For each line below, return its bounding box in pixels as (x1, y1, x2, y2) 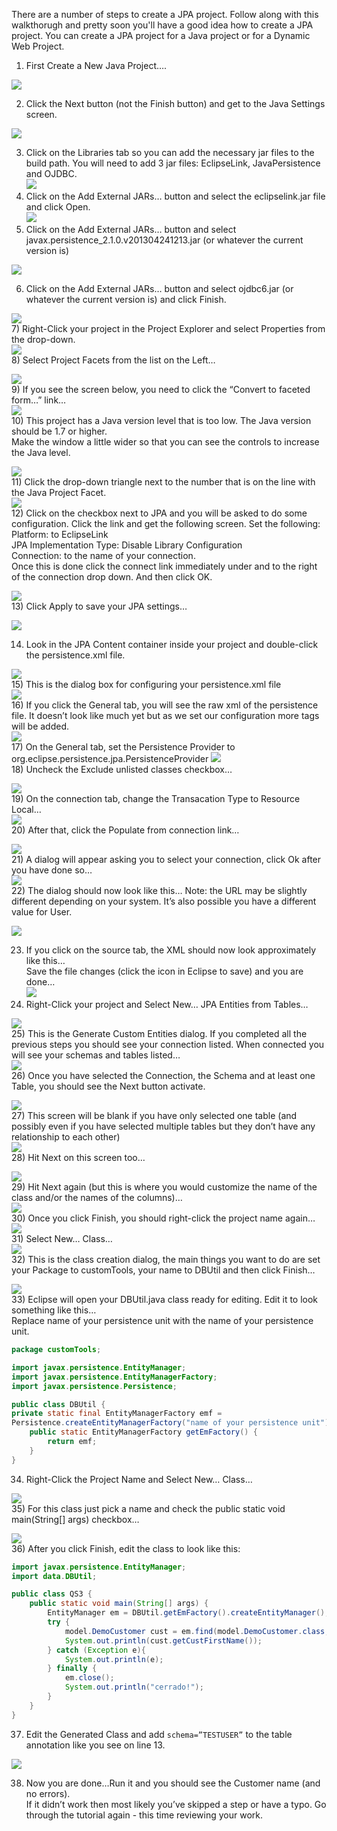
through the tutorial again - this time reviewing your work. (25, 1809, 264, 1821)
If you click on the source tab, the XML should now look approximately (25, 944, 317, 956)
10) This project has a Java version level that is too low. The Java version (11, 415, 312, 426)
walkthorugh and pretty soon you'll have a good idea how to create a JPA (11, 19, 314, 31)
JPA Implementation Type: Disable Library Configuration (11, 539, 243, 551)
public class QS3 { (11, 1589, 93, 1599)
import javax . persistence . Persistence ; (11, 1381, 178, 1391)
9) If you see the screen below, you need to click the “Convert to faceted (11, 384, 311, 395)
